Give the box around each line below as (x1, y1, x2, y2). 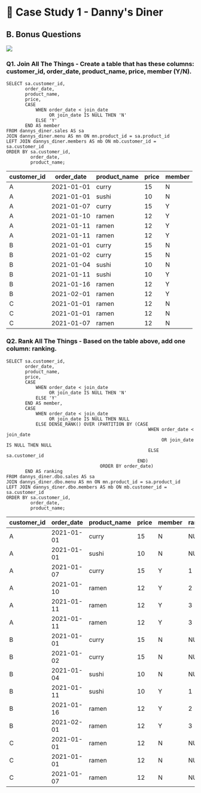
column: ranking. (6, 345, 57, 353)
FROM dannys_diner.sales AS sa (6, 128, 84, 134)
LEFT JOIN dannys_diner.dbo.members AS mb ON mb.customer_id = (6, 484, 167, 490)
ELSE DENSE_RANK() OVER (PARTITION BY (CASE (35, 421, 148, 427)
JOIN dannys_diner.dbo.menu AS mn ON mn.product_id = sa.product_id (6, 479, 181, 485)
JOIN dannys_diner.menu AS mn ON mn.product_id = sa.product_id (6, 133, 170, 140)
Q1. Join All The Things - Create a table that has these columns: (6, 59, 194, 68)
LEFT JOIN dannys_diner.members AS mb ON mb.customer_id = (6, 138, 157, 144)
